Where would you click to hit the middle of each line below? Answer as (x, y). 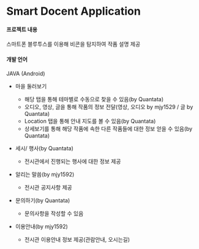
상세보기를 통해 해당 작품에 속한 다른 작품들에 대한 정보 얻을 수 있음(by (108, 128)
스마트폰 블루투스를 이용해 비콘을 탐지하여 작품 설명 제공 (73, 44)
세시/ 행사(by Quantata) (44, 148)
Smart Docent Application (73, 11)
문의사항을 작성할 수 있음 (54, 213)
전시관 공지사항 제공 (48, 187)
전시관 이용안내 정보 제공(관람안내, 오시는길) (77, 239)
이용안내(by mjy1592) (42, 226)
